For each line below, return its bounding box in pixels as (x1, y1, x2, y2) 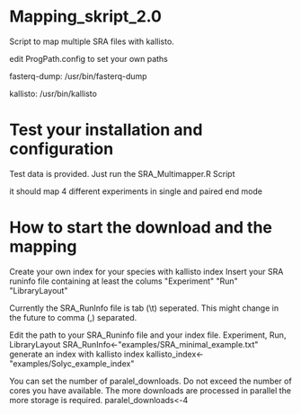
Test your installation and (9, 119, 203, 140)
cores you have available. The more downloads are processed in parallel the (9, 384, 292, 396)
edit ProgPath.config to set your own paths (9, 53, 169, 64)
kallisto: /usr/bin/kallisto (9, 88, 97, 99)
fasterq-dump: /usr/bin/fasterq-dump (9, 70, 147, 82)
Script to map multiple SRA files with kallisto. (9, 36, 175, 47)
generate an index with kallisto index (9, 348, 145, 359)
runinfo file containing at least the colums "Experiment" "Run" (9, 276, 238, 286)
